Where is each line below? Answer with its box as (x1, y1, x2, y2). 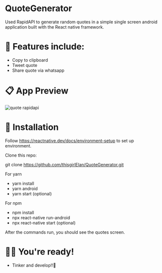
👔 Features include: (5, 41, 85, 52)
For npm (5, 200, 22, 206)
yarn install (12, 180, 34, 186)
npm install (12, 209, 34, 215)
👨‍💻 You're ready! (5, 246, 74, 257)
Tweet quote (12, 62, 37, 68)
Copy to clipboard (12, 57, 49, 63)
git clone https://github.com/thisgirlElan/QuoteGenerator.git (5, 161, 124, 167)
